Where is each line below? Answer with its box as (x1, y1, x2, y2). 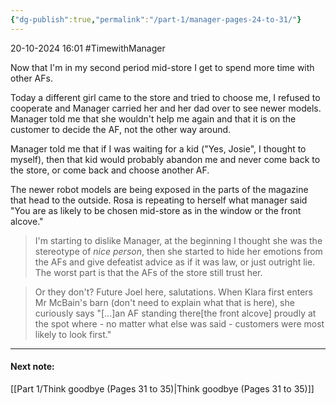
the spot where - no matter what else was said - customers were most (34, 317, 325, 330)
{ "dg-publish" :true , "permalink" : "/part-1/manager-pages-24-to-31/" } (10, 14, 302, 25)
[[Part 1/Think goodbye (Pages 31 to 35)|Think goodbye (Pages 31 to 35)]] (10, 382, 315, 395)
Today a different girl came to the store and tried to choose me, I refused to (10, 91, 321, 103)
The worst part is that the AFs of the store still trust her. (34, 266, 263, 278)
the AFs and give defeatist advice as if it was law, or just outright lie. (34, 256, 316, 268)
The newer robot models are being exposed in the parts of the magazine (10, 183, 309, 195)
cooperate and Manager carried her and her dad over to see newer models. (10, 102, 322, 114)
